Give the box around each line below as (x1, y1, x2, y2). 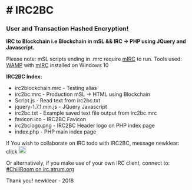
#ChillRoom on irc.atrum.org (6, 166, 75, 173)
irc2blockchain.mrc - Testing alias (14, 85, 97, 92)
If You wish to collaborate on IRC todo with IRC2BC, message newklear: (6, 139, 180, 147)
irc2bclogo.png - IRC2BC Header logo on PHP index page (14, 122, 155, 129)
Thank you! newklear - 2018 (6, 177, 74, 184)
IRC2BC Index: (6, 73, 42, 80)
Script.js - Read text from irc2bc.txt (14, 97, 101, 104)
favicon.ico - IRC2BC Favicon (14, 116, 87, 123)
